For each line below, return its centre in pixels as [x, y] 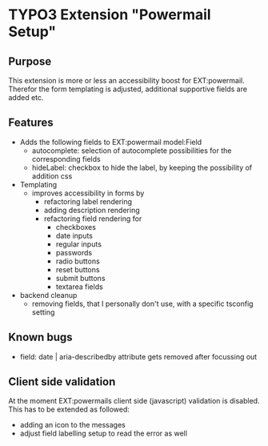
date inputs [74, 235]
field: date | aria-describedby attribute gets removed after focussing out [138, 356]
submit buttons [80, 278]
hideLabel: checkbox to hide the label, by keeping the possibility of [142, 167]
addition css [52, 176]
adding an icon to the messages [72, 425]
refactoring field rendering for [93, 219]
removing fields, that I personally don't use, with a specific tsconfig [142, 303]
